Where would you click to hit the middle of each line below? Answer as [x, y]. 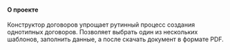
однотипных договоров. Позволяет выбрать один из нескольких [103, 32]
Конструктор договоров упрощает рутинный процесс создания [101, 25]
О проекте [23, 10]
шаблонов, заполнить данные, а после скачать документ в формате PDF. [116, 39]
